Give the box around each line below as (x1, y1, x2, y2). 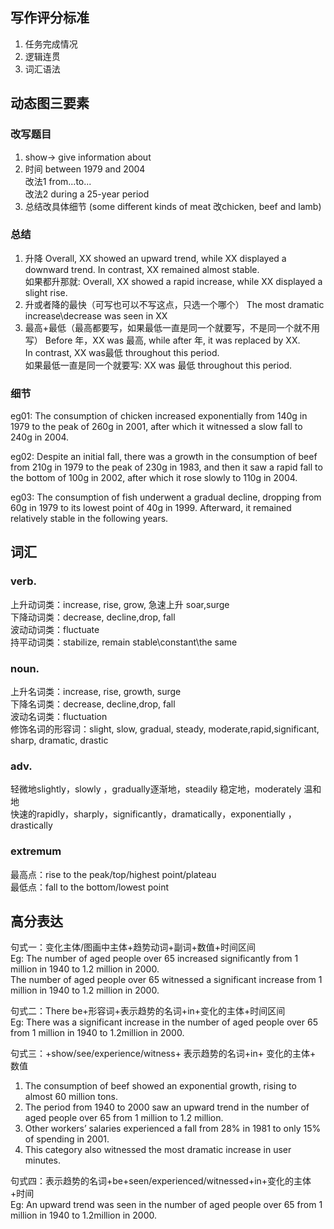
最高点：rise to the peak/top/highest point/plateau (10, 868, 217, 880)
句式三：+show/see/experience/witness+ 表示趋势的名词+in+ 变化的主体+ (10, 1048, 317, 1060)
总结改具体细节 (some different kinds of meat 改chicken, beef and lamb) (24, 200, 322, 212)
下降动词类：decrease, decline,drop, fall (10, 611, 176, 623)
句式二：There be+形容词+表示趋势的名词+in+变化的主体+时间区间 (10, 1005, 286, 1017)
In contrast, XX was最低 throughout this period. (24, 346, 220, 358)
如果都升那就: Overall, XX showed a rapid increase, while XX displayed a (24, 275, 323, 287)
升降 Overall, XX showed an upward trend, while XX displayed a (24, 252, 287, 264)
